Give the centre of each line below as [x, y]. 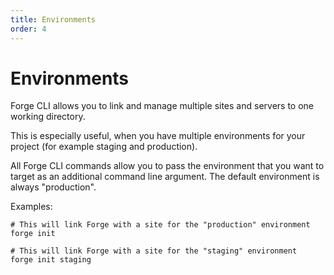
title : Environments [53, 19]
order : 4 [28, 29]
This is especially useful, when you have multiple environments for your [158, 136]
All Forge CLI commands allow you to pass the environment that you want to [167, 166]
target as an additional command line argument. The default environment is [165, 177]
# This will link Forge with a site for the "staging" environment [154, 251]
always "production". [53, 187]
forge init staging [51, 260]
